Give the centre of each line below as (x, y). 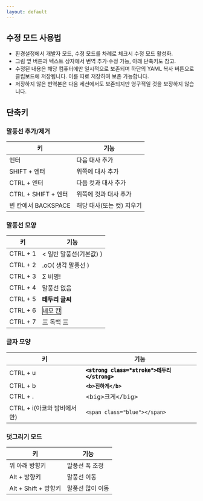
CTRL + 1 (23, 254)
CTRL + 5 (23, 299)
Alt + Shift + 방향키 (35, 488)
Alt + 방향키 (25, 477)
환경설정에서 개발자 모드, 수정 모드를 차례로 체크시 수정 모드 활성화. (94, 54)
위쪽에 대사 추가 (98, 171)
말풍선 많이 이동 (88, 488)
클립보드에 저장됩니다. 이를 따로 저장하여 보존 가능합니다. (82, 76)
